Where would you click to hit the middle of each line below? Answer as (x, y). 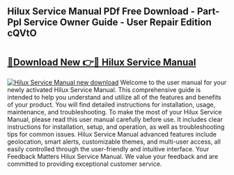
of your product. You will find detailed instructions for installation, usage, (111, 105)
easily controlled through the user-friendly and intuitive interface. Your (108, 149)
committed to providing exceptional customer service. (85, 164)
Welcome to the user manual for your (173, 82)
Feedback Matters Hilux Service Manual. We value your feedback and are (113, 157)
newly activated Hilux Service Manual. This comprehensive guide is (104, 90)
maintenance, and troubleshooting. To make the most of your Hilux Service (115, 112)
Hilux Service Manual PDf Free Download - (101, 12)
